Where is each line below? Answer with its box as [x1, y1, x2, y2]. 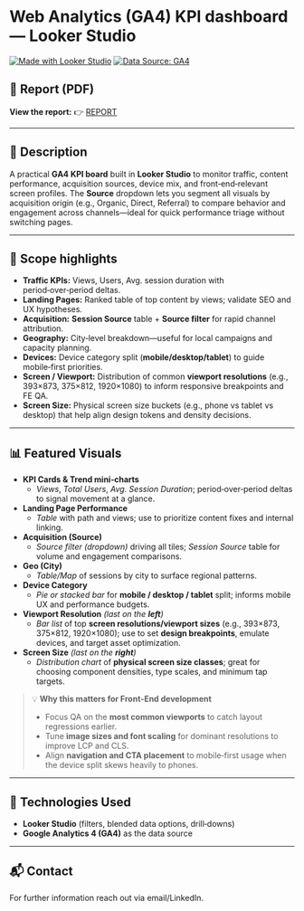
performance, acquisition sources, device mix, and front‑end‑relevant [9, 178, 269, 189]
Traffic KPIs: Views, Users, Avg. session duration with [22, 275, 224, 286]
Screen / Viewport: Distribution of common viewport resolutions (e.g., [22, 371, 289, 382]
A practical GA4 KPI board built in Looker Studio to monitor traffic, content [9, 168, 289, 179]
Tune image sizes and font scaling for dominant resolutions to [44, 731, 279, 742]
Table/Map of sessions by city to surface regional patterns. [35, 570, 258, 581]
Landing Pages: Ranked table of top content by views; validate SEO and [22, 294, 291, 305]
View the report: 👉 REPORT [9, 106, 118, 117]
